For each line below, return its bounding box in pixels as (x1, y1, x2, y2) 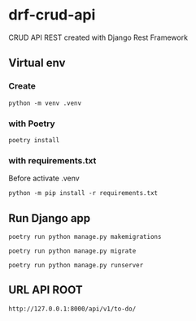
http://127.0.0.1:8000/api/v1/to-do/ (8, 305, 137, 313)
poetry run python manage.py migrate (8, 247, 137, 255)
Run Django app (8, 211, 91, 225)
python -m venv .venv (8, 99, 82, 107)
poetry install (8, 136, 60, 144)
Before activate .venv (8, 173, 80, 184)
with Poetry (8, 118, 55, 129)
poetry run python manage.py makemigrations (8, 233, 162, 241)
